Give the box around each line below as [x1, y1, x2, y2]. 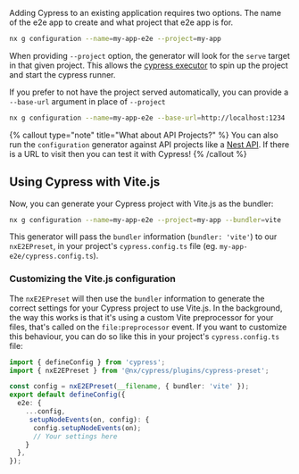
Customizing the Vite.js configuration [9, 272, 176, 285]
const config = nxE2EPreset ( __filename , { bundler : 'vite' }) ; [9, 382, 250, 391]
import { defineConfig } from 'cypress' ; [9, 357, 166, 367]
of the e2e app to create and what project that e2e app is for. [9, 17, 234, 28]
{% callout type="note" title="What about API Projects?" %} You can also [9, 129, 278, 140]
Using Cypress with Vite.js [9, 174, 161, 190]
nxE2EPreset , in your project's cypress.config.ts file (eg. [9, 241, 218, 252]
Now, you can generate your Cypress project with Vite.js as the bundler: [9, 198, 274, 209]
